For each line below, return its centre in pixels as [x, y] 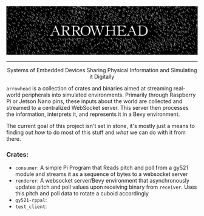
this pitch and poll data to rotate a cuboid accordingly [82, 194]
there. [14, 138]
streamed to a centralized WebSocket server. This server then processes [97, 107]
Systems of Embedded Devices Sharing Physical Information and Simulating [102, 70]
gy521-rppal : [31, 200]
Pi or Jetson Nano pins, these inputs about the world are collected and [94, 101]
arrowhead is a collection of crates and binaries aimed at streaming [89, 88]
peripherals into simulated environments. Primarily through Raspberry [109, 95]
